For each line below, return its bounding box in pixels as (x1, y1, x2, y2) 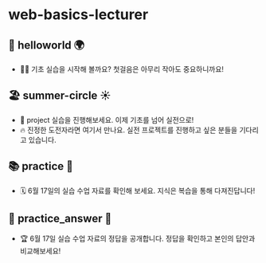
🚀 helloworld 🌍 (8, 38, 85, 52)
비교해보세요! (19, 246, 61, 256)
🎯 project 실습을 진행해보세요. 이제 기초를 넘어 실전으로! (19, 115, 194, 124)
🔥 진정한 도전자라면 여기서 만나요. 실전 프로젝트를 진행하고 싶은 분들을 (19, 125, 237, 135)
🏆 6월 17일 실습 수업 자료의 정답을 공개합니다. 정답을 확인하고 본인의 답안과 (19, 234, 256, 244)
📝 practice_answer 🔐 (8, 212, 112, 226)
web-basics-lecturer (8, 6, 149, 24)
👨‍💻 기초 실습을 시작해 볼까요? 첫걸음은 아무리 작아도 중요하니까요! (19, 65, 225, 73)
